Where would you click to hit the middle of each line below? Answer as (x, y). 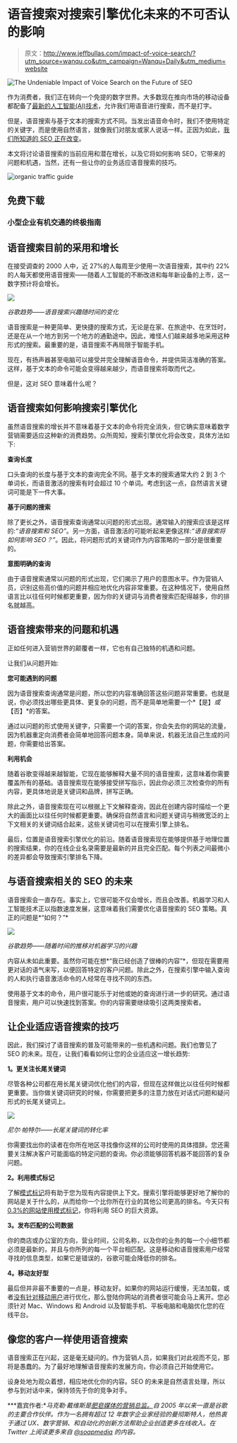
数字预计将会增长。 (35, 284)
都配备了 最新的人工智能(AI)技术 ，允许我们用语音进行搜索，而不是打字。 (111, 105)
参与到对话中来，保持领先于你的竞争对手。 (69, 1391)
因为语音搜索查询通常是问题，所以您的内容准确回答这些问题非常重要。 (109, 693)
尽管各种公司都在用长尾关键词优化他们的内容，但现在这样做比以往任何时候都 (119, 1084)
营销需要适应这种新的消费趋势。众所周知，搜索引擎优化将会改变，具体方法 (115, 435)
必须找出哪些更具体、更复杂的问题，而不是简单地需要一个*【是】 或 (123, 702)
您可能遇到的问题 (32, 678)
